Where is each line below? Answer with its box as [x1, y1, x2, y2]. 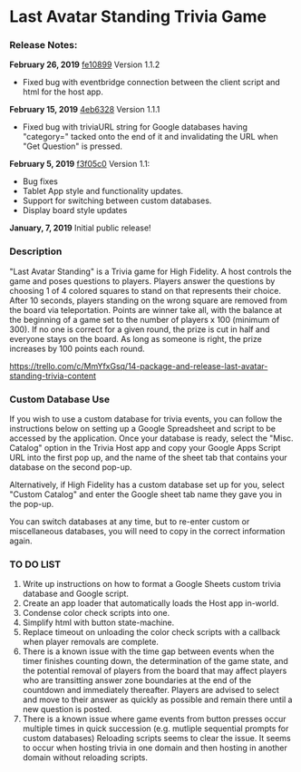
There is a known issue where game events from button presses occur [22, 714, 287, 725]
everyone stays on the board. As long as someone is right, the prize [9, 333, 263, 344]
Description [9, 245, 63, 258]
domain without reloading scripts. [22, 752, 148, 763]
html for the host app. [22, 86, 104, 97]
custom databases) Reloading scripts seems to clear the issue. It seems [22, 733, 292, 744]
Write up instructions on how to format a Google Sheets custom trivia [22, 579, 281, 590]
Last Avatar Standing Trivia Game [9, 6, 267, 27]
